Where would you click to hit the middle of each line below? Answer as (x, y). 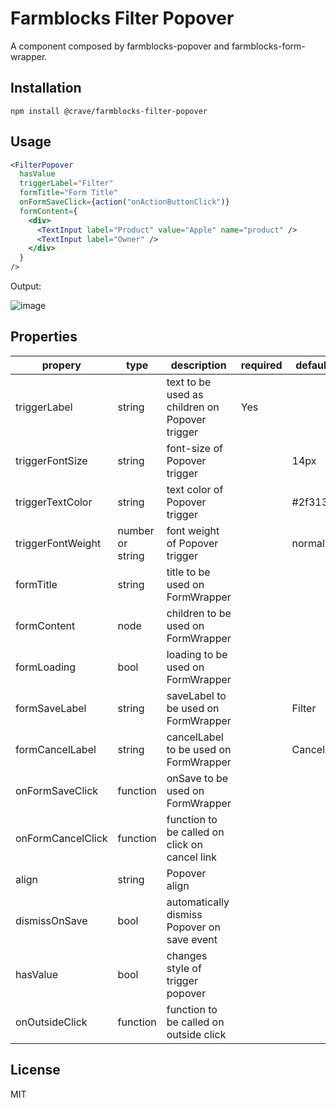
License (35, 1070)
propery (61, 365)
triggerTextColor (54, 502)
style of (184, 968)
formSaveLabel (51, 708)
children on (193, 407)
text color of (195, 489)
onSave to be (197, 778)
